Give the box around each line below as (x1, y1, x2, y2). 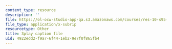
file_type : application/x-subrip (5, 21, 77, 27)
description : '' (5, 12, 40, 17)
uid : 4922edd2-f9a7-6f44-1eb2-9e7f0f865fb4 (5, 36, 100, 41)
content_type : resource (5, 7, 56, 13)
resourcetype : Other (5, 27, 50, 32)
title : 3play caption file (5, 31, 63, 36)
